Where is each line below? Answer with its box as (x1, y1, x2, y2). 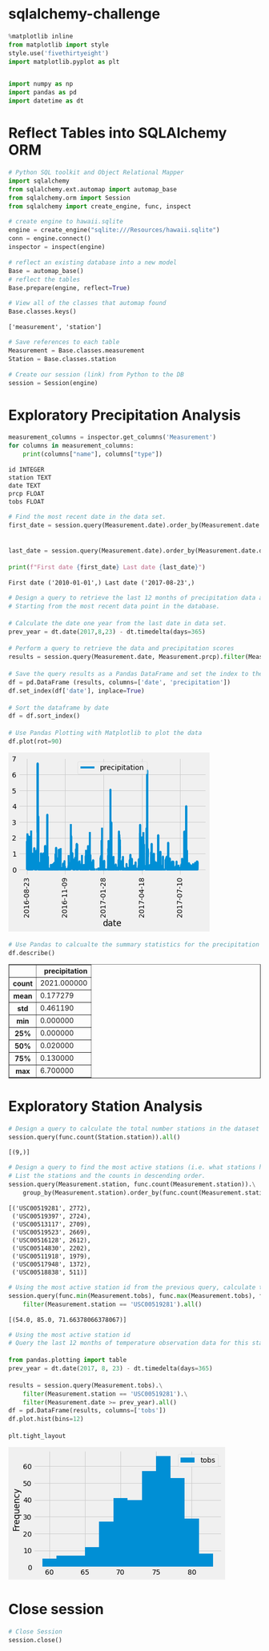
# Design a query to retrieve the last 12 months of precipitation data (8, 594, 256, 602)
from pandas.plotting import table (8, 1356, 127, 1364)
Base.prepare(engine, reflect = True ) (8, 283, 130, 292)
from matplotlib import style (8, 41, 110, 49)
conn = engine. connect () (8, 235, 91, 243)
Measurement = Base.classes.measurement (8, 347, 146, 355)
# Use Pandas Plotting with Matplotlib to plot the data (8, 729, 203, 737)
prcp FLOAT (8, 490, 45, 498)
